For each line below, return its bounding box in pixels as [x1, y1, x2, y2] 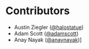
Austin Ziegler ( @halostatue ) [14, 24, 84, 31]
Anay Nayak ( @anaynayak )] [14, 36, 82, 43]
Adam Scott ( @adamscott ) [14, 30, 79, 37]
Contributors [5, 4, 70, 18]
